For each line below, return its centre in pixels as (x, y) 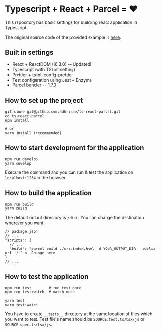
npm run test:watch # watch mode (40, 292)
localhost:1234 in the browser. (36, 178)
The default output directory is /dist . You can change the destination (74, 218)
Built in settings (29, 52)
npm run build (19, 204)
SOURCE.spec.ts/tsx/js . (29, 324)
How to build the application (48, 193)
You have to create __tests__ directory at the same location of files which (79, 314)
